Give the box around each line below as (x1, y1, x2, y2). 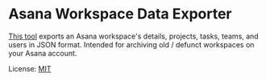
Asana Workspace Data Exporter (8, 5, 232, 23)
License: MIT (8, 63, 52, 73)
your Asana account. (8, 48, 77, 58)
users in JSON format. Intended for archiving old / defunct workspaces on (8, 39, 255, 49)
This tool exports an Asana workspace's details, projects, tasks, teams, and (8, 31, 260, 41)
